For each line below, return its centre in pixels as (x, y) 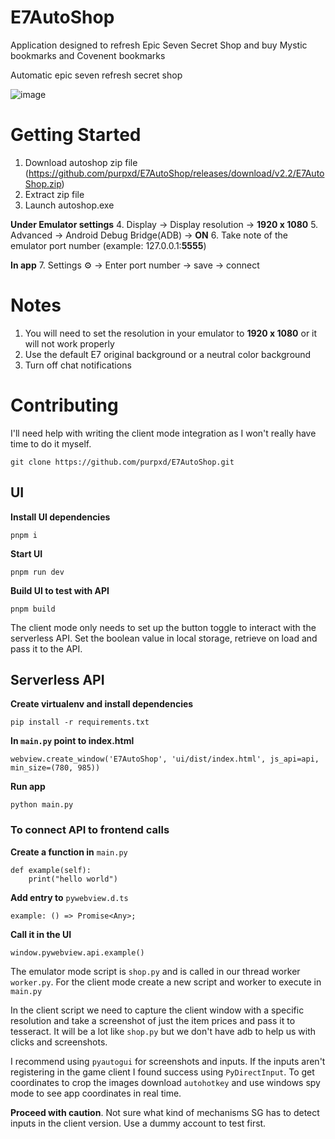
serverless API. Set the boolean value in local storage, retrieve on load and (164, 638)
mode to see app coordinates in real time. (96, 1093)
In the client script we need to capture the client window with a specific (157, 1010)
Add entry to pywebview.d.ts (69, 897)
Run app (28, 787)
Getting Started (76, 135)
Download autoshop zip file (81, 162)
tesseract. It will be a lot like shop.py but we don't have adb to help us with (163, 1031)
